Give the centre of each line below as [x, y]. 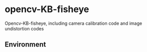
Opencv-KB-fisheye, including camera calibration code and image [73, 23]
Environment [26, 45]
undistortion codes [24, 28]
